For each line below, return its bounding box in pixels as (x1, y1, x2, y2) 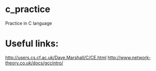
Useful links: (5, 38, 59, 49)
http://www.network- (107, 54, 151, 60)
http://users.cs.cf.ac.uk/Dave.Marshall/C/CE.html (5, 54, 107, 60)
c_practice (5, 4, 51, 15)
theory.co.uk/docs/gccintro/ (5, 59, 64, 66)
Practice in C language (5, 20, 52, 26)
